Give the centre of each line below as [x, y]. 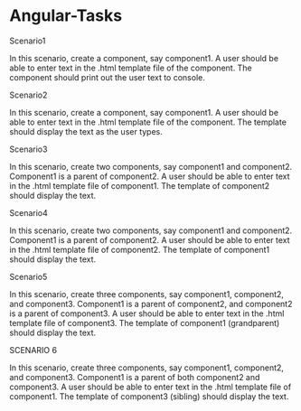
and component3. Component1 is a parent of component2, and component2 [151, 304]
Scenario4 [28, 212]
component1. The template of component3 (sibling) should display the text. [149, 396]
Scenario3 [28, 149]
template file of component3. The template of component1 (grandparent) [145, 322]
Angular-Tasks [66, 16]
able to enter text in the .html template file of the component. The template [148, 122]
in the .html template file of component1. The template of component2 [140, 185]
